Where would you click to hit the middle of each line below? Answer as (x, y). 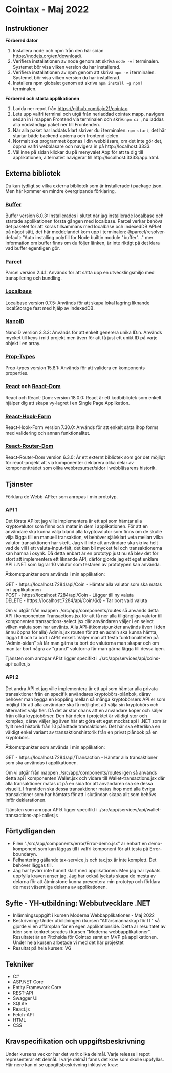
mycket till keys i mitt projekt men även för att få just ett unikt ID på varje (81, 338)
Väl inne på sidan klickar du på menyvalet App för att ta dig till (78, 152)
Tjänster (19, 484)
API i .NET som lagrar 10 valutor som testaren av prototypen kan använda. (83, 565)
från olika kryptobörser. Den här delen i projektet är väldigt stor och (76, 716)
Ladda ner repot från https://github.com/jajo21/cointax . (71, 108)
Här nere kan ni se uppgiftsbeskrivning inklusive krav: (62, 1065)
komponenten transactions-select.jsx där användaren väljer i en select (79, 621)
